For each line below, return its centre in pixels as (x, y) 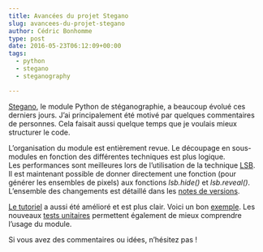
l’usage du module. (40, 224)
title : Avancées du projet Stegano (69, 16)
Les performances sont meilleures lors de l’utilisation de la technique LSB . (132, 165)
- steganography (43, 76)
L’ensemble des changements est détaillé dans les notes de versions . (124, 190)
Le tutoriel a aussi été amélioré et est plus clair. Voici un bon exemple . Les (132, 207)
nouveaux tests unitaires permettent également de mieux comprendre (125, 215)
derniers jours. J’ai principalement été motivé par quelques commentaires (132, 115)
